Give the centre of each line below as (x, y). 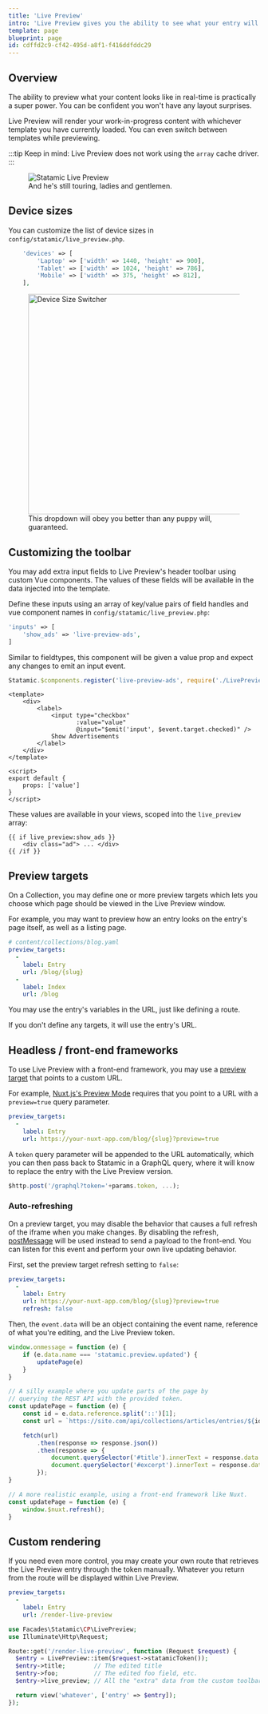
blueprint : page (35, 38)
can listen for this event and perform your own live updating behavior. (122, 1249)
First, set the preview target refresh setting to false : (94, 1264)
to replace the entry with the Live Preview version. (91, 1171)
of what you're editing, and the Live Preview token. (92, 1333)
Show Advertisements (85, 737)
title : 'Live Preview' (46, 16)
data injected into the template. (59, 588)
